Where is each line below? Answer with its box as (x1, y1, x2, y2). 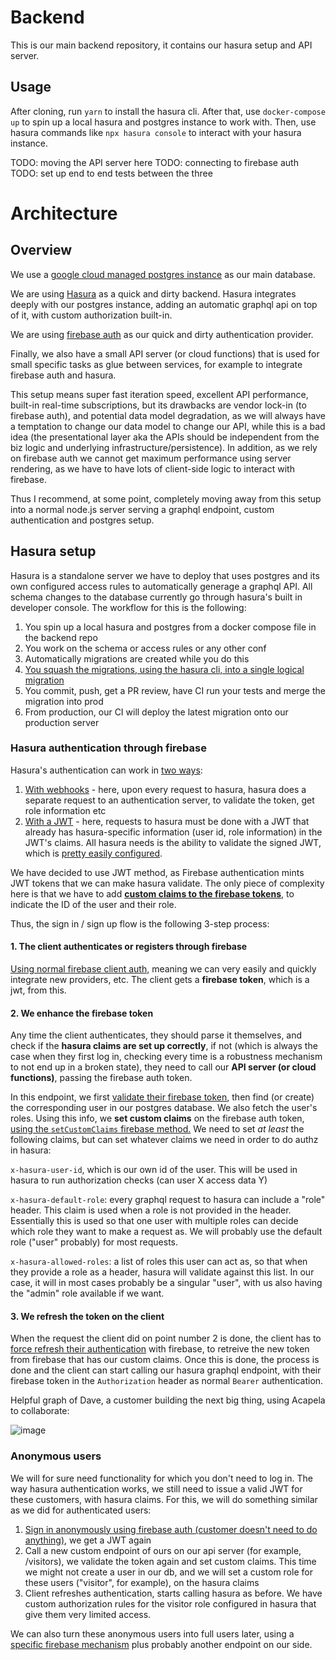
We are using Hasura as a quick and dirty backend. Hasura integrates (10, 287, 297, 300)
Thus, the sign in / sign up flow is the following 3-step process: (10, 917, 270, 930)
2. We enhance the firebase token (10, 1007, 154, 1019)
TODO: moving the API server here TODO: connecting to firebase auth (10, 156, 299, 168)
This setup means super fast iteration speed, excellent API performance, (10, 388, 309, 400)
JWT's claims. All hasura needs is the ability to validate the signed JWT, (24, 836, 322, 848)
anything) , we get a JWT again (24, 1534, 152, 1546)
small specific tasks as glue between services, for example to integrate (10, 358, 303, 370)
